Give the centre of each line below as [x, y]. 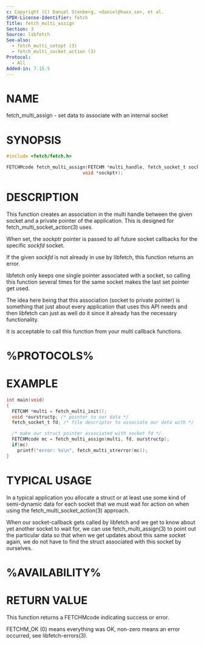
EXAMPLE [32, 384]
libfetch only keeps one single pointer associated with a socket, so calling [98, 275]
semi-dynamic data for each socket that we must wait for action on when [98, 504]
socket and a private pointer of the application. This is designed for [90, 220]
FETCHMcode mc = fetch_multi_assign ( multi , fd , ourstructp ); [91, 439]
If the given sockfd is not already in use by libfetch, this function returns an [100, 257]
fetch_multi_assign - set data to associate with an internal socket [87, 116]
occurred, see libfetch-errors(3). [47, 635]
